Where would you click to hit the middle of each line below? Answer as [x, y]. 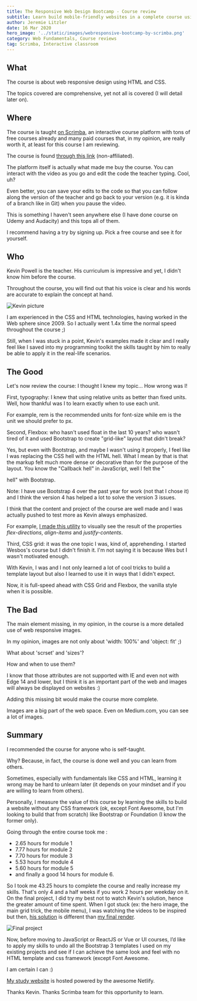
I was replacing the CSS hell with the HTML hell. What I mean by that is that [97, 456]
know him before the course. [41, 277]
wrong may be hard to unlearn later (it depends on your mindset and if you [96, 784]
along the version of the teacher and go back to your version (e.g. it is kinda [98, 197]
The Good [25, 372]
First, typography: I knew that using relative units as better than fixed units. [97, 397]
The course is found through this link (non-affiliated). [70, 156]
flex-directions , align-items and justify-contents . [65, 532]
